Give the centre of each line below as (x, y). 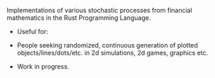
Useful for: (33, 32)
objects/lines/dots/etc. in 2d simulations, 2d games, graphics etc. (112, 53)
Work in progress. (43, 66)
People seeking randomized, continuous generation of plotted (107, 45)
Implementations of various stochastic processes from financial (99, 10)
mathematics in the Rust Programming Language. (79, 18)
